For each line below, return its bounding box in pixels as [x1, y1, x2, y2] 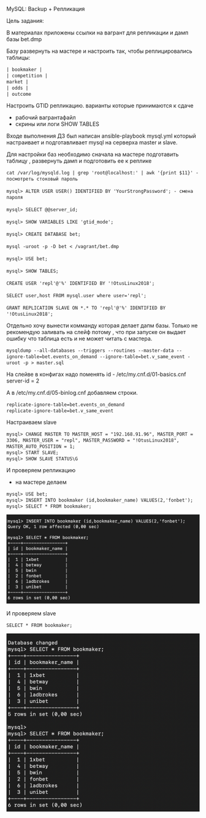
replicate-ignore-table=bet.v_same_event [6, 408, 114, 414]
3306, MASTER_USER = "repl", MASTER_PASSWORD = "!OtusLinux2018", [6, 437, 180, 443]
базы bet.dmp [6, 36, 42, 42]
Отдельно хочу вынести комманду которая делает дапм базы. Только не [6, 322, 198, 329]
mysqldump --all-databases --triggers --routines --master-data [6, 348, 174, 354]
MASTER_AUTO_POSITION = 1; [6, 443, 75, 450]
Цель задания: [6, 17, 44, 24]
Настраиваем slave [6, 419, 57, 426]
